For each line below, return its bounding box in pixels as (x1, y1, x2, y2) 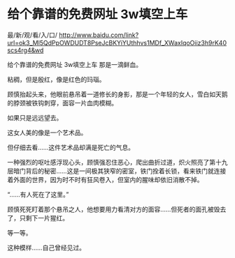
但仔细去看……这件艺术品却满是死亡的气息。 (7, 143, 135, 151)
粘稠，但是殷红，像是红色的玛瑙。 (7, 75, 106, 84)
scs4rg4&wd (7, 46, 44, 54)
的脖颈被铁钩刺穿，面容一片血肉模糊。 (7, 98, 117, 107)
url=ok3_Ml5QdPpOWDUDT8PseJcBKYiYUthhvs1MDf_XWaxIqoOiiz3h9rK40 (7, 38, 227, 47)
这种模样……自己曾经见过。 (7, 243, 86, 252)
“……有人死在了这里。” (7, 190, 69, 199)
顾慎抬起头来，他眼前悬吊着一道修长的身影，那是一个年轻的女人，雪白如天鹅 (7, 90, 228, 98)
